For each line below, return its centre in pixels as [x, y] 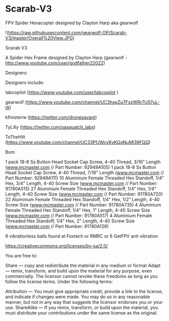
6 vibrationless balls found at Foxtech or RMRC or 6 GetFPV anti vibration [82, 236]
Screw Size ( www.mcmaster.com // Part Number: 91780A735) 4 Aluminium [83, 205]
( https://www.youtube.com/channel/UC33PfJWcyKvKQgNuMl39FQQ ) [78, 142]
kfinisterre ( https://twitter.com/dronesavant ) [51, 117]
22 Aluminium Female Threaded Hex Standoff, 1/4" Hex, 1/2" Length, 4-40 [82, 199]
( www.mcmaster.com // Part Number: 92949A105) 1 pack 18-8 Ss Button [81, 167]
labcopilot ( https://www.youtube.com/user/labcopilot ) [62, 92]
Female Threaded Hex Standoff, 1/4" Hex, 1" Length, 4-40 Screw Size [78, 210]
